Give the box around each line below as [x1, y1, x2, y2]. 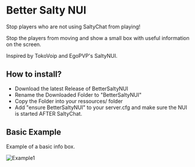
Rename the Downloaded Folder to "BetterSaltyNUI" [14, 91, 142, 98]
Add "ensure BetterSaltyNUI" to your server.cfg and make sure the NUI [14, 104, 187, 111]
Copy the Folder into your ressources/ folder [14, 97, 123, 104]
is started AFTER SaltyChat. [14, 110, 83, 117]
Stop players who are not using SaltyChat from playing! [6, 23, 141, 30]
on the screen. [6, 41, 41, 48]
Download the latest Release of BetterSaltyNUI [14, 85, 129, 92]
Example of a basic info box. [6, 143, 75, 150]
